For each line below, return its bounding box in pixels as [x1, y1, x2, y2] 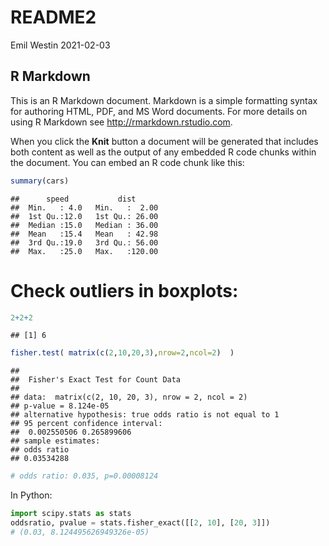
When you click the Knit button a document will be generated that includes [10, 135, 319, 147]
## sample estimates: [10, 436, 101, 446]
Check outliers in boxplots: [10, 279, 239, 302]
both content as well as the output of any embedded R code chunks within [10, 146, 317, 158]
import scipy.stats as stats [10, 509, 132, 519]
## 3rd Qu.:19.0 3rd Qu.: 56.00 [10, 237, 159, 248]
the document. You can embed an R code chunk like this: [10, 156, 245, 168]
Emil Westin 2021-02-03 [10, 39, 111, 51]
